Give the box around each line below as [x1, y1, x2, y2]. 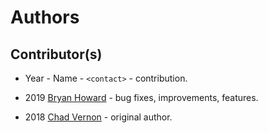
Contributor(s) [10, 46, 103, 63]
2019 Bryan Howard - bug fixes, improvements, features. [24, 92, 259, 103]
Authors [10, 6, 80, 29]
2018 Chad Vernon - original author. [24, 111, 173, 123]
